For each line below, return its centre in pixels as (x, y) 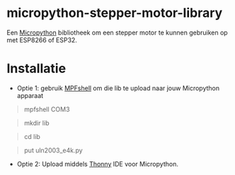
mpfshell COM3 (47, 109)
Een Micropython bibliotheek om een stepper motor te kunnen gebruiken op (117, 32)
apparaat (30, 95)
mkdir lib (36, 123)
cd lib (32, 136)
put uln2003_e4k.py (53, 150)
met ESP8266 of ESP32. (42, 40)
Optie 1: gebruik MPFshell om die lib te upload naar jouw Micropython (118, 88)
